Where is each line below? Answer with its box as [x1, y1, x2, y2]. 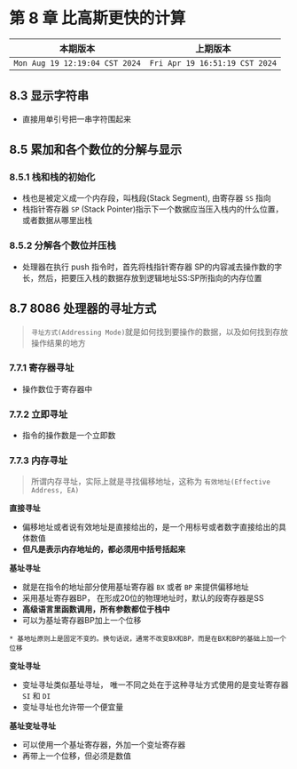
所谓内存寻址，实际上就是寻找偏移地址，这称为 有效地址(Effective [30, 477, 270, 487]
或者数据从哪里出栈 [21, 215, 93, 226]
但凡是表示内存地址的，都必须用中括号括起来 [21, 544, 186, 555]
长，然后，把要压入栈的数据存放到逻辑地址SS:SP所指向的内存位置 [21, 272, 262, 283]
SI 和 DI [21, 691, 51, 701]
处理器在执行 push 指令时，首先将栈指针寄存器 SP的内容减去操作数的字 [21, 261, 283, 272]
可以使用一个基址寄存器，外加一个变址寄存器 [21, 740, 186, 750]
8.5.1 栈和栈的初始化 [9, 171, 96, 183]
